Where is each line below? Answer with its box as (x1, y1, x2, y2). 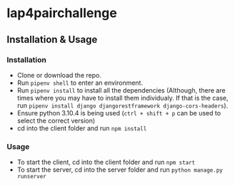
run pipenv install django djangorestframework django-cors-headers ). (16, 101, 229, 110)
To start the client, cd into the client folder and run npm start (16, 158, 196, 167)
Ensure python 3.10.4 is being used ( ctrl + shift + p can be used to (16, 108, 221, 117)
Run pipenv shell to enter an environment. (16, 78, 144, 87)
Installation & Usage (6, 33, 98, 46)
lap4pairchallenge (6, 5, 117, 21)
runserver (16, 173, 47, 180)
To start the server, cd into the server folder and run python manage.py (16, 165, 223, 174)
